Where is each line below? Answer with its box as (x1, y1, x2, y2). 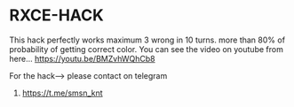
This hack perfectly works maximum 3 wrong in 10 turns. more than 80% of (9, 34, 286, 45)
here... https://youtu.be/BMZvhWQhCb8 (9, 53, 155, 64)
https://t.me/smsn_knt (21, 88, 104, 98)
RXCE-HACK (9, 5, 104, 26)
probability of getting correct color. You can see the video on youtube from (9, 43, 284, 54)
